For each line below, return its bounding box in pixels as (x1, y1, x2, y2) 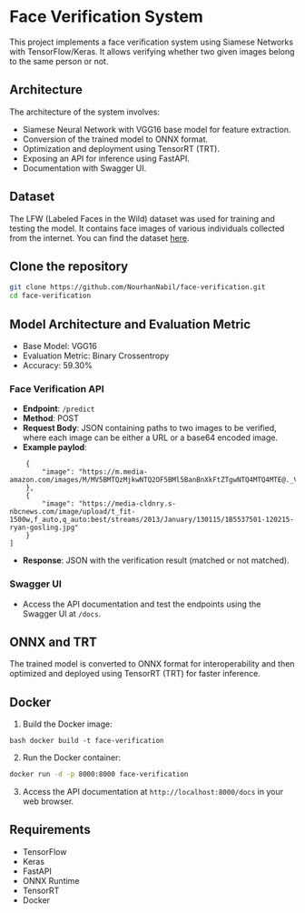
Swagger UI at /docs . (22, 607, 102, 619)
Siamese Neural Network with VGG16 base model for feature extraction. (22, 124, 291, 135)
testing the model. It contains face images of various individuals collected (9, 223, 285, 234)
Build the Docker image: (22, 718, 113, 729)
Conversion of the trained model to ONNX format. (22, 134, 209, 145)
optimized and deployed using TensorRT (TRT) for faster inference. (9, 668, 261, 679)
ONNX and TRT (9, 634, 97, 649)
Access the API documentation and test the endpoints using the (22, 598, 261, 609)
